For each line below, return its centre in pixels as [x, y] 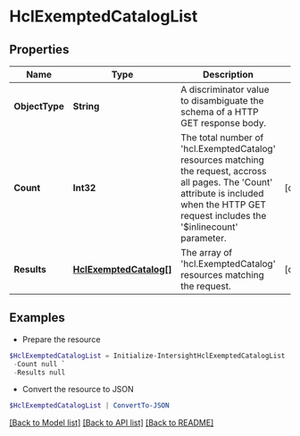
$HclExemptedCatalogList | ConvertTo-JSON [89, 406]
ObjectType [39, 106]
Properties [39, 50]
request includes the [223, 216]
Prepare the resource [61, 339]
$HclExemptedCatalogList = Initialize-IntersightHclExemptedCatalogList [147, 356]
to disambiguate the [222, 101]
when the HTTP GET [223, 205]
